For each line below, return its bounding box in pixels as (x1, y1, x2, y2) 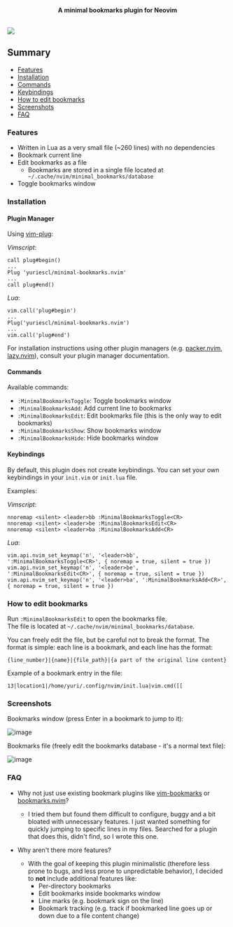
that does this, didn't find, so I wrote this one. (27, 832, 159, 840)
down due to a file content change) (38, 911, 140, 920)
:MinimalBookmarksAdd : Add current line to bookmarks (17, 404, 172, 413)
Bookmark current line (17, 151, 82, 160)
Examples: (7, 486, 37, 495)
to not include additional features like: (27, 874, 137, 882)
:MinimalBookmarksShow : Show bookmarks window (17, 427, 162, 435)
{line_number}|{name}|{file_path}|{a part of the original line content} (7, 657, 227, 664)
